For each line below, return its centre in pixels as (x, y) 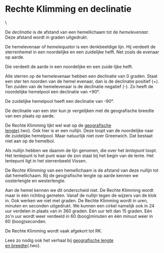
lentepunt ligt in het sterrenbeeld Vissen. (46, 161)
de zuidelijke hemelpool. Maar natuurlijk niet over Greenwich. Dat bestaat (79, 136)
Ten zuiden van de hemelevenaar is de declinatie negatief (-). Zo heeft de (79, 86)
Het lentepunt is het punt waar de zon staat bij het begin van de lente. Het (80, 156)
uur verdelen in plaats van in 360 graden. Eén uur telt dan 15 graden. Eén (79, 211)
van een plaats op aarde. (30, 115)
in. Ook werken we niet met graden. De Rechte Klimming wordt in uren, (77, 200)
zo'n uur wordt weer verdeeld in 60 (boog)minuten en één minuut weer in (79, 216)
